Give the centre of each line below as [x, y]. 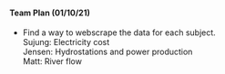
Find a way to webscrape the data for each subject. [119, 32]
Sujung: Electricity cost [66, 42]
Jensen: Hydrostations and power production [107, 52]
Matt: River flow [52, 61]
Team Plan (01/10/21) [50, 13]
